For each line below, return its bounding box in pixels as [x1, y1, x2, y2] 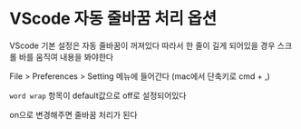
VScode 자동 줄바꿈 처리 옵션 [9, 8, 218, 29]
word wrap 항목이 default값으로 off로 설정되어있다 [9, 90, 187, 101]
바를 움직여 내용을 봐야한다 [18, 51, 114, 62]
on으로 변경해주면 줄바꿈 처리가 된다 [9, 109, 138, 120]
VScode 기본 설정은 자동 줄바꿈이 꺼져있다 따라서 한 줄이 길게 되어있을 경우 [9, 40, 276, 51]
